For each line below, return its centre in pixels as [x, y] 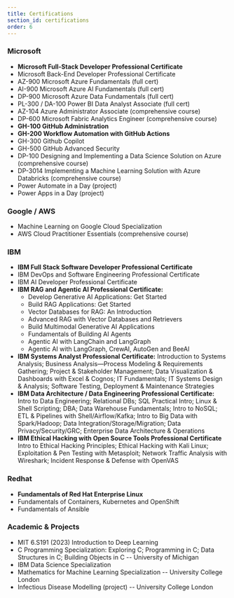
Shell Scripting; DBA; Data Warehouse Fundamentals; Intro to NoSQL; [117, 409]
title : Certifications [40, 14]
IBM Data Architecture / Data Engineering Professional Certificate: [116, 394]
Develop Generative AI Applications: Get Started [97, 297]
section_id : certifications [48, 20]
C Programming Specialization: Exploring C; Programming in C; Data [116, 550]
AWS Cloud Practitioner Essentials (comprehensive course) [103, 234]
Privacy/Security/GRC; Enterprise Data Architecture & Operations [111, 431]
